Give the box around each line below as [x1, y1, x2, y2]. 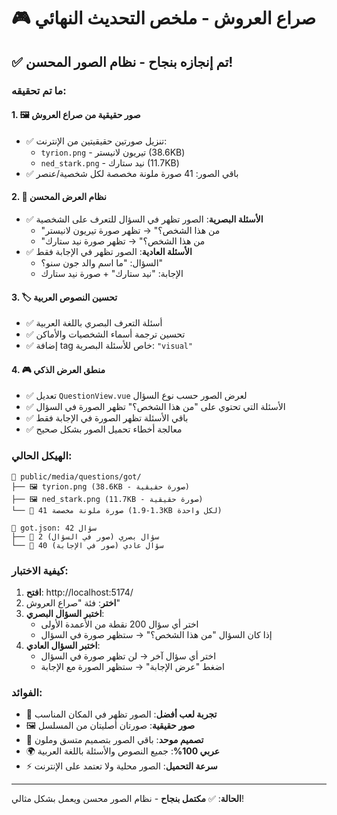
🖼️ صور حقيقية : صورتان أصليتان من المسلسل [25, 720, 196, 732]
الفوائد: [11, 685, 43, 699]
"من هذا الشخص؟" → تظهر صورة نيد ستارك [40, 235, 206, 247]
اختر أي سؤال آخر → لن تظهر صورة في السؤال [40, 650, 217, 662]
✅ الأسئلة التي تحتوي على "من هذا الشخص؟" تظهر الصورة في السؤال [25, 401, 286, 413]
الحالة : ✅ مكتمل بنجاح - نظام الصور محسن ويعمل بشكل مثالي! [11, 793, 245, 805]
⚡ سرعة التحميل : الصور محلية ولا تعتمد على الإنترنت [25, 760, 218, 772]
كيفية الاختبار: [11, 563, 69, 577]
